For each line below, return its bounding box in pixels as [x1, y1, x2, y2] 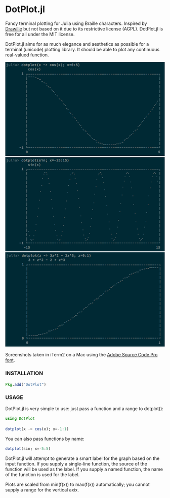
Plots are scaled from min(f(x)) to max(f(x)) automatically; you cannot [5, 481, 150, 488]
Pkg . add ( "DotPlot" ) [5, 382, 47, 387]
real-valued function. [5, 52, 49, 58]
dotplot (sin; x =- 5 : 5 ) [5, 446, 51, 451]
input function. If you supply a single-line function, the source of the [5, 461, 148, 467]
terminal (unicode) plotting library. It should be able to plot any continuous [5, 46, 160, 52]
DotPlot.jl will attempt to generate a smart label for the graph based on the [5, 455, 160, 461]
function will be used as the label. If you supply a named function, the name [5, 466, 163, 473]
